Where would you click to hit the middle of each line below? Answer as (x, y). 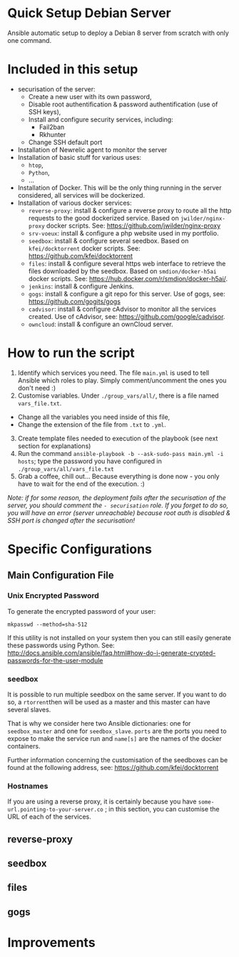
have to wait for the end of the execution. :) (81, 484)
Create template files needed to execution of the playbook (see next (118, 438)
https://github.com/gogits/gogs (75, 301)
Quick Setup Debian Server (89, 13)
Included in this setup (73, 70)
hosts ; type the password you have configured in (90, 461)
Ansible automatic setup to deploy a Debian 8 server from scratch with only (118, 33)
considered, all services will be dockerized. (81, 195)
